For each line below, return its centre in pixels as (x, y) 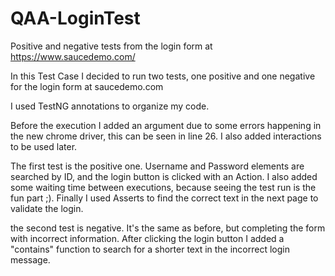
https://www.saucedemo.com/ (73, 56)
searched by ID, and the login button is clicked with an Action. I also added (164, 176)
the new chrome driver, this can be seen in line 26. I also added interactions (166, 136)
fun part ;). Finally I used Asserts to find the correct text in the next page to (164, 198)
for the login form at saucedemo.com (87, 86)
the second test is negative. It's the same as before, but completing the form (168, 228)
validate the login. (47, 208)
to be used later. (44, 146)
